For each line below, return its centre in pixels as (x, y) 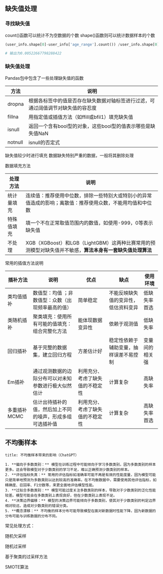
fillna (13, 116)
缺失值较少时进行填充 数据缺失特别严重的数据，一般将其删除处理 (69, 155)
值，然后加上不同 (52, 409)
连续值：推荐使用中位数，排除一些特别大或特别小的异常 (89, 196)
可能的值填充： (55, 324)
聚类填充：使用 (50, 316)
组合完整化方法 (50, 331)
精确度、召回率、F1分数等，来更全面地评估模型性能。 (50, 485)
